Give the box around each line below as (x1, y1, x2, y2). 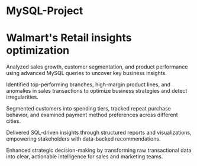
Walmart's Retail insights (6, 31, 132, 45)
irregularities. (6, 93, 38, 101)
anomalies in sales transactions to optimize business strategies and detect (6, 87, 188, 95)
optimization (6, 44, 70, 57)
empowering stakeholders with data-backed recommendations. (6, 135, 161, 142)
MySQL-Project (6, 4, 83, 18)
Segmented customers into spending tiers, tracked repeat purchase (6, 105, 172, 112)
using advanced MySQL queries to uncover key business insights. (6, 70, 167, 77)
